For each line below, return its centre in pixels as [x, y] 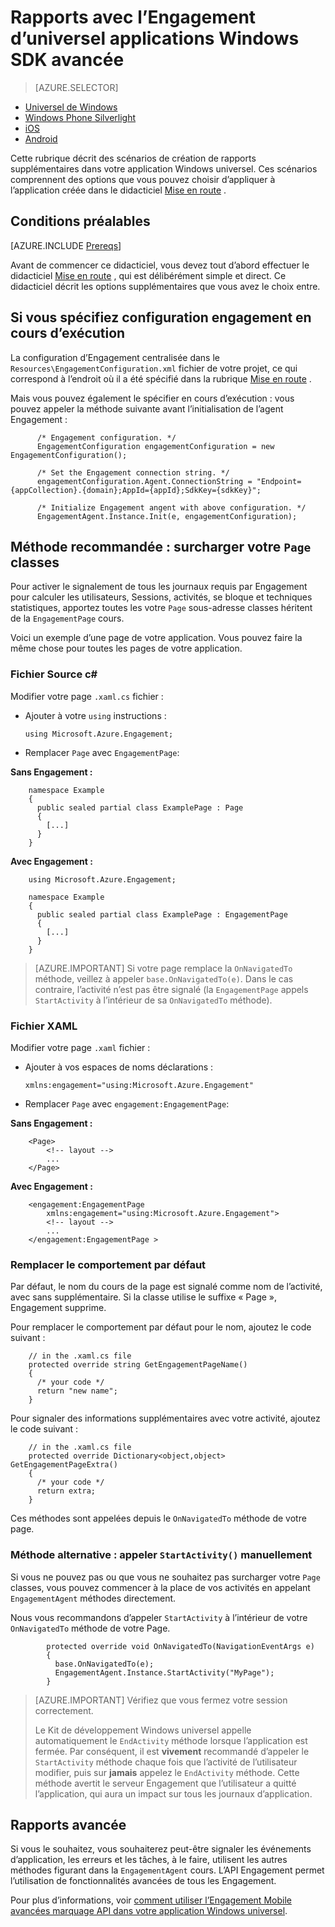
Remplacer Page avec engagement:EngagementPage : [127, 1103]
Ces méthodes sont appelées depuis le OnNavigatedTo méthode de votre [158, 1518]
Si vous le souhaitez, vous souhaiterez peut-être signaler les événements [161, 1849]
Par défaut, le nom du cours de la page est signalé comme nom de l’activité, [166, 1287]
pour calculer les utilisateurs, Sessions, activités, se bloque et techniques [161, 597]
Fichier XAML [44, 1026]
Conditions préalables [80, 221]
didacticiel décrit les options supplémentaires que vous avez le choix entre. [165, 286]
